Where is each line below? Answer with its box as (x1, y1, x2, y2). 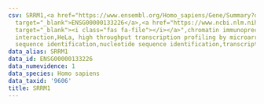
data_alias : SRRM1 (8, 48, 68, 56)
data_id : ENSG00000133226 (8, 56, 93, 63)
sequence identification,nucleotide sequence (15, 41, 167, 48)
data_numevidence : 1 (8, 63, 76, 70)
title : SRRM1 (8, 84, 51, 92)
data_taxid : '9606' (8, 77, 72, 84)
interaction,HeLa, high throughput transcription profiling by (15, 33, 226, 41)
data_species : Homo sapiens (8, 70, 101, 77)
